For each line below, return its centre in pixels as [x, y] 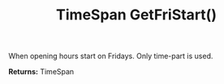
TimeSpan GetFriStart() [136, 15]
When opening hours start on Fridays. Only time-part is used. [111, 56]
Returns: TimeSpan [41, 72]
